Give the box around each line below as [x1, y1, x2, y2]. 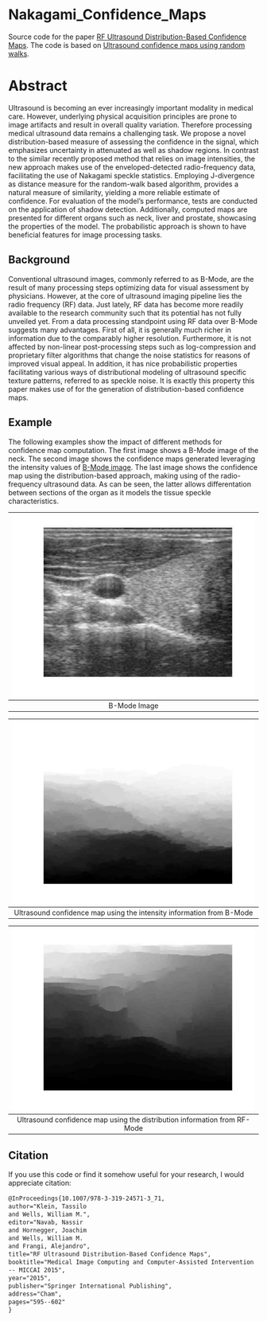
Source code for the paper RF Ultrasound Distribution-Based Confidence [8, 32, 247, 41]
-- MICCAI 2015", [8, 1266, 66, 1274]
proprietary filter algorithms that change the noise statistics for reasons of [8, 350, 250, 360]
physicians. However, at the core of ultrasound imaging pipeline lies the [8, 291, 242, 300]
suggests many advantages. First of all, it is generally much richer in [8, 325, 232, 334]
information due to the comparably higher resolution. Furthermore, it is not [8, 333, 252, 343]
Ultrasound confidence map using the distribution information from [17, 1115, 236, 1124]
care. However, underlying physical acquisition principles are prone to [8, 111, 237, 121]
